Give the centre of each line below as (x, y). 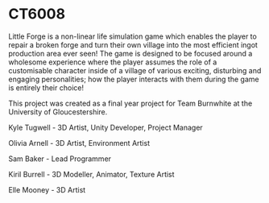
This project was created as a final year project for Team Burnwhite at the (130, 103)
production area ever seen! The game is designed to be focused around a (130, 53)
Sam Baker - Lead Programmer (60, 159)
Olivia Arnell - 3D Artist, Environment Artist (79, 143)
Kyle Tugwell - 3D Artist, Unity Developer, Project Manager (106, 127)
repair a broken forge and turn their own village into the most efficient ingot (133, 44)
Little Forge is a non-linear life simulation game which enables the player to (133, 36)
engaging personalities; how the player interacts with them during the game (134, 79)
